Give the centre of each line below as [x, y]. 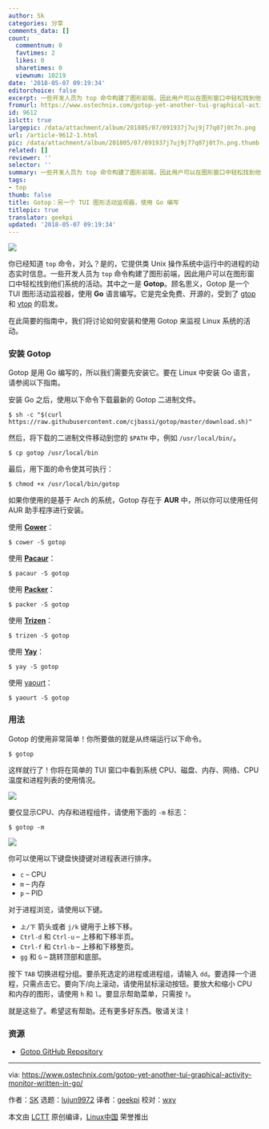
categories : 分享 [36, 23]
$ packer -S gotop [39, 605]
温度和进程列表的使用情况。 [54, 780]
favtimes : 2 [36, 53]
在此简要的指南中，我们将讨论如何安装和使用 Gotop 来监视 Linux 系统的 [126, 321]
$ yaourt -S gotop [39, 698]
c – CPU [33, 874]
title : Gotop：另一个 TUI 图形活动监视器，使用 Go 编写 [94, 202]
